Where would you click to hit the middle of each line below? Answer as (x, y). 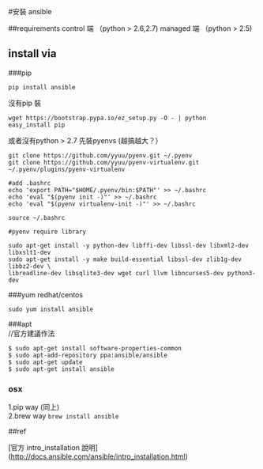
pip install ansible (42, 87)
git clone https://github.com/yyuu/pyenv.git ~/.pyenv (100, 155)
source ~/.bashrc (37, 217)
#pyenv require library (47, 232)
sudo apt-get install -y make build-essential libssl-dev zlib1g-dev (125, 259)
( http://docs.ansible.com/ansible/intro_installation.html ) (98, 456)
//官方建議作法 (32, 333)
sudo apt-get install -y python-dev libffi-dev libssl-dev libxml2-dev (128, 245)
